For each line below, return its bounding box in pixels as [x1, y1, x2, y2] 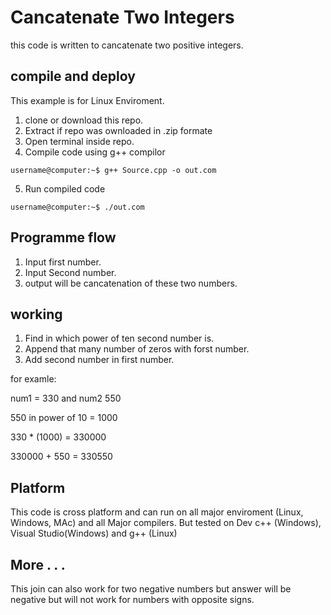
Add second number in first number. [24, 354, 175, 366]
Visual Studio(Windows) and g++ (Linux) [10, 527, 178, 540]
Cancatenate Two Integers [10, 6, 235, 29]
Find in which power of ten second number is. [24, 332, 215, 345]
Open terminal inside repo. [24, 135, 135, 147]
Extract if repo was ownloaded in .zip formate [24, 124, 213, 136]
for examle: [10, 373, 57, 385]
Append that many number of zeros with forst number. [24, 343, 250, 355]
